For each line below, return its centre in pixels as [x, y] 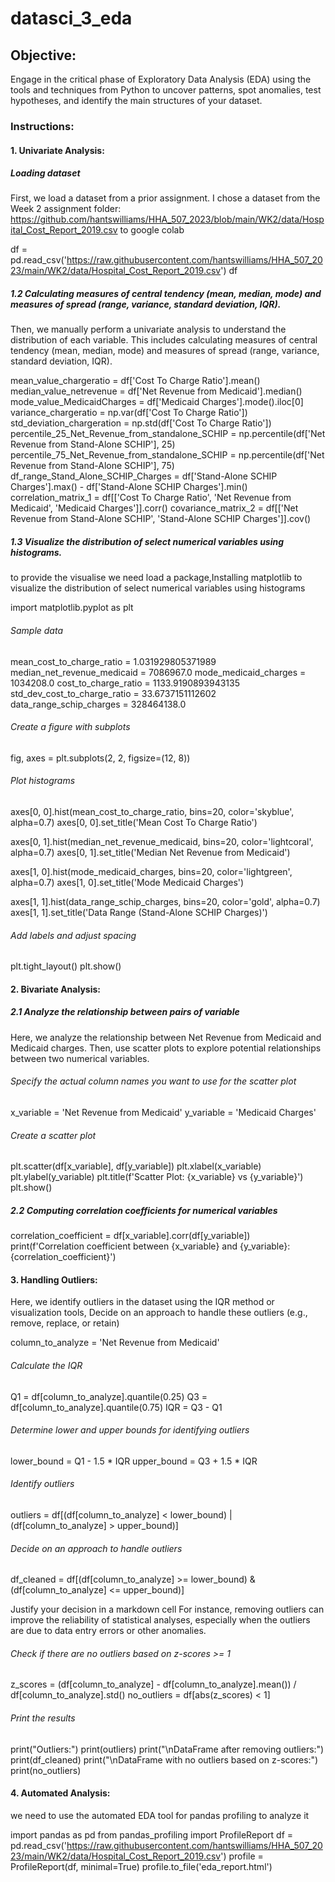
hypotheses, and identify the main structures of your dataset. [136, 100]
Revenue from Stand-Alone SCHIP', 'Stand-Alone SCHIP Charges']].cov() [161, 519]
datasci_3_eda [71, 18]
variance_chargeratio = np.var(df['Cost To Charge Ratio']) [129, 413]
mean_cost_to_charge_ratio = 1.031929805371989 [113, 661]
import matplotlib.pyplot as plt [72, 608]
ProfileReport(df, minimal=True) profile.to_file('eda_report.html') [141, 1866]
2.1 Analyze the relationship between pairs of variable [125, 1012]
